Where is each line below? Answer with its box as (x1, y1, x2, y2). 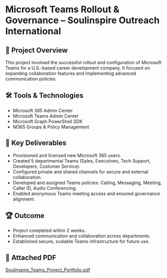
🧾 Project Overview (5, 46, 68, 54)
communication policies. (5, 76, 57, 82)
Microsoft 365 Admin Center (12, 107, 73, 113)
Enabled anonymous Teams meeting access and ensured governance (12, 190, 160, 196)
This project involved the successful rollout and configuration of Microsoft (5, 59, 162, 65)
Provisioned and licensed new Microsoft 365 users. (12, 152, 121, 158)
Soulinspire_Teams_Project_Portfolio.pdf (5, 267, 91, 273)
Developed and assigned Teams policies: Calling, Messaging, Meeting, (12, 180, 162, 186)
